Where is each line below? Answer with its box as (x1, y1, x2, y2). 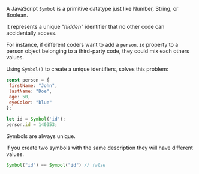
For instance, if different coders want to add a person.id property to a (6, 41, 179, 48)
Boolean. (6, 11, 28, 19)
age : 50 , (8, 94, 31, 100)
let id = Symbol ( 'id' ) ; (6, 116, 66, 122)
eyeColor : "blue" (8, 99, 52, 106)
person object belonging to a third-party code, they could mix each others (6, 47, 190, 55)
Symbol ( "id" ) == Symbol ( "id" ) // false (6, 162, 106, 168)
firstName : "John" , (8, 82, 58, 89)
